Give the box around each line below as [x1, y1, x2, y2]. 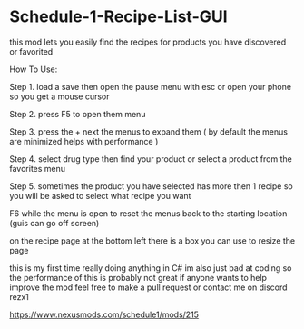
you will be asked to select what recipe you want [9, 190, 191, 201]
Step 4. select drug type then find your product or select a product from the [9, 153, 292, 164]
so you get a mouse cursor [9, 91, 111, 102]
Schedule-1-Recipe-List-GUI [9, 6, 229, 27]
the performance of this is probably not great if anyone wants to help [9, 272, 268, 283]
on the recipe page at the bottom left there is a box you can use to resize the [9, 234, 296, 246]
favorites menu [9, 163, 66, 174]
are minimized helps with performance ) [9, 135, 159, 146]
